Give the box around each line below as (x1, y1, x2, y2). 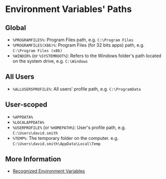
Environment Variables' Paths (5, 4, 132, 15)
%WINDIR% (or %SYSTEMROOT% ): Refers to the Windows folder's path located (12, 53, 162, 59)
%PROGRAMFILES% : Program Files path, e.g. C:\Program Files (12, 37, 134, 43)
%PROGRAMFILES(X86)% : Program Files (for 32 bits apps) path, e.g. (12, 42, 145, 48)
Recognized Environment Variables (12, 168, 86, 174)
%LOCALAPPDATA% (12, 120, 45, 125)
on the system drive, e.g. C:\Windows (12, 58, 88, 64)
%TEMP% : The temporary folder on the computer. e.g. (12, 135, 119, 141)
